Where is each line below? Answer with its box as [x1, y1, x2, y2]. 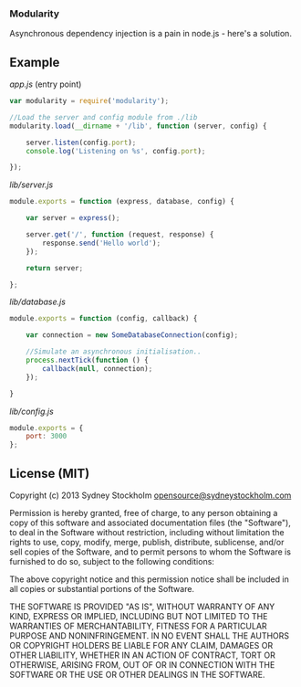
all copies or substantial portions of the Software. [9, 584, 194, 595]
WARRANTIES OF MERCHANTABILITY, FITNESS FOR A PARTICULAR [9, 620, 267, 632]
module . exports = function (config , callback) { [9, 314, 198, 323]
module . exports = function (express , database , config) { [9, 197, 234, 206]
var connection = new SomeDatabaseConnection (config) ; [26, 331, 239, 340]
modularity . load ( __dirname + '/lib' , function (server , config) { [9, 122, 267, 131]
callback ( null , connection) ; [42, 364, 153, 373]
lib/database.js [9, 296, 67, 308]
